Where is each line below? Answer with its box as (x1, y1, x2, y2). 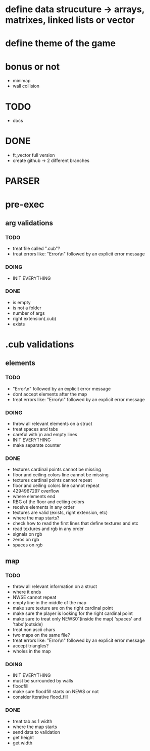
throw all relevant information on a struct (12, 583, 97, 590)
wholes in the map (12, 648, 52, 654)
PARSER (5, 175, 40, 187)
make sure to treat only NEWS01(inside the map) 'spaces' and (12, 616, 141, 622)
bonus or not (5, 61, 60, 72)
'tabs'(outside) (12, 621, 43, 627)
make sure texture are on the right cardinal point (12, 605, 113, 611)
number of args (12, 310, 45, 316)
